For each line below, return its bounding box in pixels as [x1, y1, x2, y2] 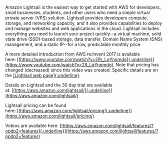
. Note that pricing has [113, 62, 159, 67]
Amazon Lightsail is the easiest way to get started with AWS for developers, [5, 4, 161, 10]
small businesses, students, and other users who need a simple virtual [5, 9, 150, 15]
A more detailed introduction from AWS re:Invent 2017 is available [5, 51, 140, 57]
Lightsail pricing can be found [5, 102, 66, 108]
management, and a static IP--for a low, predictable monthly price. [5, 41, 142, 47]
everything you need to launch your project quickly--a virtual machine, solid [5, 31, 161, 36]
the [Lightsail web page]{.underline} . [5, 72, 81, 78]
